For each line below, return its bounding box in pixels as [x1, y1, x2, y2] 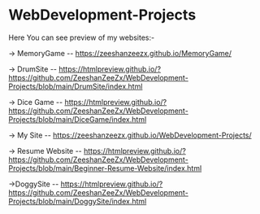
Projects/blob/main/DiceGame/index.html [8, 114, 147, 124]
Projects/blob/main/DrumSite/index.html [8, 81, 143, 91]
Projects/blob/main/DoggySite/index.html [8, 196, 147, 206]
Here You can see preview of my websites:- [8, 33, 155, 42]
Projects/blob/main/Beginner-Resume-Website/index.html [8, 163, 202, 173]
